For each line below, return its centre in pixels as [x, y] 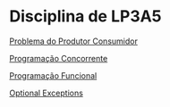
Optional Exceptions [46, 93]
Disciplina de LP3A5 [86, 16]
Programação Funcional [53, 75]
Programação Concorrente [59, 58]
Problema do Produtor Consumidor [74, 41]
